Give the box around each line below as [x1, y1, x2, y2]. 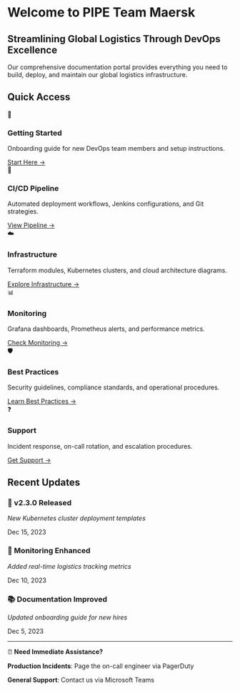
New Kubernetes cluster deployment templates [7, 514, 146, 522]
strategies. [7, 207, 39, 216]
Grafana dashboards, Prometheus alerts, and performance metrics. [7, 324, 205, 333]
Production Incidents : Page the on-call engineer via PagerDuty [7, 662, 194, 670]
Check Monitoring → [7, 339, 68, 347]
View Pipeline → [7, 221, 55, 229]
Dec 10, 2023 [7, 576, 46, 585]
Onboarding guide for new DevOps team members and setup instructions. [7, 144, 225, 153]
